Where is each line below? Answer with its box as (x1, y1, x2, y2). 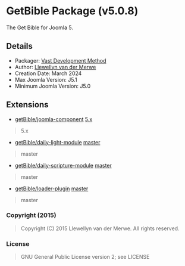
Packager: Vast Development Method (14, 57, 106, 64)
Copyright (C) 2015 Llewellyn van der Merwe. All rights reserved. (20, 225, 180, 232)
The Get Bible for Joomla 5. (6, 24, 73, 31)
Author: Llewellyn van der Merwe (14, 63, 96, 70)
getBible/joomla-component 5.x (14, 115, 93, 123)
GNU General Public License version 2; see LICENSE (20, 253, 150, 261)
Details (6, 41, 33, 51)
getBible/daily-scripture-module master (14, 162, 112, 169)
